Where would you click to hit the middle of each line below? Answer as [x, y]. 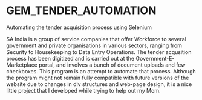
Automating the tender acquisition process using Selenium [79, 27]
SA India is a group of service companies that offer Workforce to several [96, 39]
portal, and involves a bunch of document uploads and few [112, 65]
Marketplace [22, 65]
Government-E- [155, 58]
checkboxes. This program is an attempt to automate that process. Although [101, 71]
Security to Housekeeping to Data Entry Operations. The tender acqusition [99, 52]
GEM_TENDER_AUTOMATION [81, 11]
